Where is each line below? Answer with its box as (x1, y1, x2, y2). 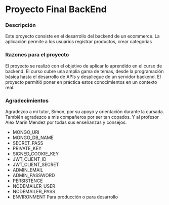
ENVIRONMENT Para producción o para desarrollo (12, 194, 118, 200)
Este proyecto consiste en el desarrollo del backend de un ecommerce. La (5, 33, 160, 39)
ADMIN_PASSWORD (12, 173, 55, 179)
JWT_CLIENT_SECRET (12, 161, 59, 168)
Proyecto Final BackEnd (5, 4, 107, 15)
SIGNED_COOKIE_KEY (12, 151, 59, 157)
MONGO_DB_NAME (12, 134, 54, 141)
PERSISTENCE (12, 178, 43, 184)
